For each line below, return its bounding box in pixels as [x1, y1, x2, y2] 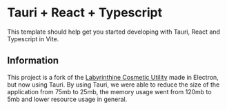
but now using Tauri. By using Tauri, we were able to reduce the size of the [7, 80, 220, 89]
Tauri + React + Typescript [7, 5, 163, 21]
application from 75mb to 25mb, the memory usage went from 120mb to [7, 87, 212, 96]
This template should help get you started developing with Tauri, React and [7, 27, 221, 36]
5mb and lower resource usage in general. [7, 95, 128, 103]
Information [7, 55, 59, 67]
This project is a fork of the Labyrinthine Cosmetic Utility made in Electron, [7, 73, 219, 81]
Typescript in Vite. [7, 34, 59, 43]
